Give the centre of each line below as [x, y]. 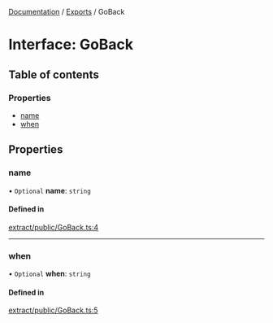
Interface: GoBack [71, 45]
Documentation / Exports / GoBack [67, 12]
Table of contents [54, 74]
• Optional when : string [50, 274]
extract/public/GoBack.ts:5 [54, 310]
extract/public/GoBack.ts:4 [54, 227]
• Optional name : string [50, 190]
